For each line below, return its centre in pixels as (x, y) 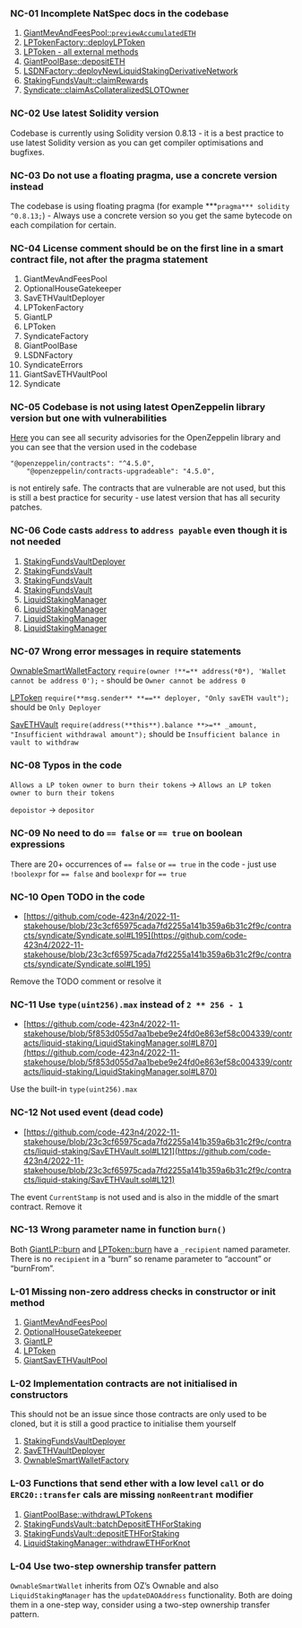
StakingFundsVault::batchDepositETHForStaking (112, 1524)
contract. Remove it (46, 1206)
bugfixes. (27, 152)
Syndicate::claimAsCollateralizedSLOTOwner (106, 90)
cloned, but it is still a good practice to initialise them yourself (123, 1423)
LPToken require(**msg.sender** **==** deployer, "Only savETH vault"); (150, 698)
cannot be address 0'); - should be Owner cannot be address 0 (128, 681)
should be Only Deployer (56, 708)
